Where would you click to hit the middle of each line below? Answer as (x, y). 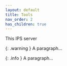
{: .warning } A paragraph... (34, 48)
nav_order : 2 (19, 19)
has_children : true (26, 24)
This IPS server (21, 39)
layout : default (22, 10)
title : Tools (19, 15)
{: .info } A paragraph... (29, 58)
